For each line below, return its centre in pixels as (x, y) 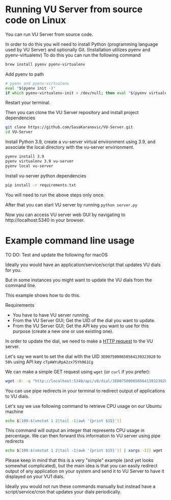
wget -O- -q (18, 381)
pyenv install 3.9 (25, 156)
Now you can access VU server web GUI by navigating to (65, 215)
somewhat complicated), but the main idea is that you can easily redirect (81, 466)
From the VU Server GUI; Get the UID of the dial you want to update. (84, 320)
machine (15, 411)
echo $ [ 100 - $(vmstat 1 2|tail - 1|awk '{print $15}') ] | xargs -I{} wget (84, 451)
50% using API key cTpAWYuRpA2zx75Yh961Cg (49, 362)
